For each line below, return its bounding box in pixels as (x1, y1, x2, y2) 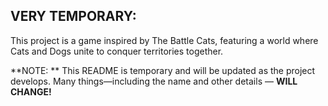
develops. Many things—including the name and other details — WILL (10, 75, 298, 87)
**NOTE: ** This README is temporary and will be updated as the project (10, 64, 316, 76)
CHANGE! (10, 85, 52, 98)
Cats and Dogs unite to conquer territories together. (10, 45, 224, 57)
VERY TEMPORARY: (10, 8, 137, 25)
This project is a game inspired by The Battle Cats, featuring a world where (10, 34, 319, 46)
